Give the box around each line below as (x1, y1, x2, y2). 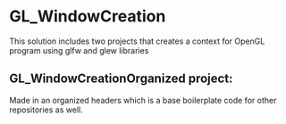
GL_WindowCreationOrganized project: (9, 71, 233, 87)
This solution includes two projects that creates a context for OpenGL (9, 36, 265, 46)
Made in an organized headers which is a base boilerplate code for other (9, 95, 277, 105)
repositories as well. (9, 104, 83, 115)
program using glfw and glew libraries (9, 45, 149, 55)
